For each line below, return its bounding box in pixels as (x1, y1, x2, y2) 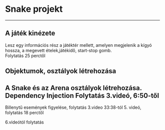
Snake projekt (5, 3, 63, 15)
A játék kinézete (5, 29, 55, 37)
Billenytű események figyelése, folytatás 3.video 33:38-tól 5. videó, (5, 104, 141, 110)
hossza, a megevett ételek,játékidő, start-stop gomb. (5, 47, 112, 53)
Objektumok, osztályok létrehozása (5, 67, 116, 75)
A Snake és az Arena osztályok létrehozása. (5, 84, 142, 92)
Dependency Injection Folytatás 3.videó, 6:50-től (5, 91, 160, 99)
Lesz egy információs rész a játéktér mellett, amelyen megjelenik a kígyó (5, 42, 152, 48)
